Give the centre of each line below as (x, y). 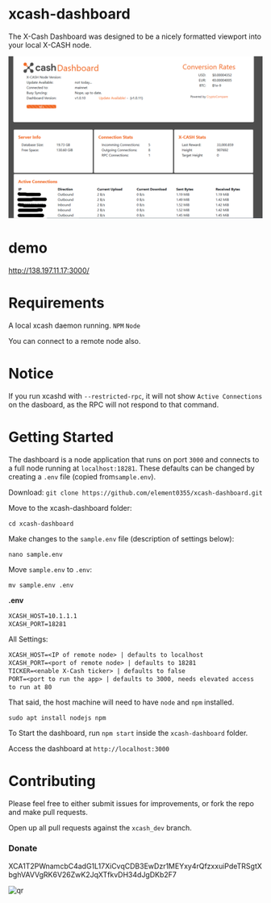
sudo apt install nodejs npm (57, 718)
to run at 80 (30, 687)
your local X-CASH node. (50, 44)
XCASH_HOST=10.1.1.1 (43, 616)
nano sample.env (35, 554)
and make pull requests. (48, 812)
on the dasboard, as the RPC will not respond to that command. (114, 404)
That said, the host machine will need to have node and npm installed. (121, 702)
